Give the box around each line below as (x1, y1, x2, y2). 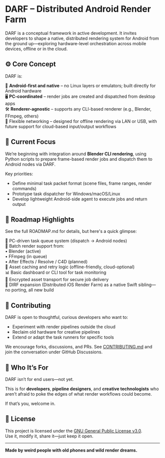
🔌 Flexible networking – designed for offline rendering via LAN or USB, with (5, 118, 157, 124)
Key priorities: (5, 171, 33, 176)
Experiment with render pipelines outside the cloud (12, 324, 116, 330)
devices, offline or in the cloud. (5, 46, 68, 52)
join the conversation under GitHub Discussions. (5, 349, 103, 355)
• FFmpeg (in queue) (5, 254, 48, 259)
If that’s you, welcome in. (5, 401, 55, 406)
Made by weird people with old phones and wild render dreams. (5, 447, 137, 453)
